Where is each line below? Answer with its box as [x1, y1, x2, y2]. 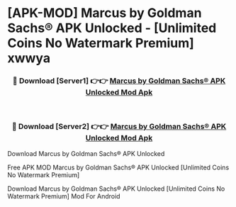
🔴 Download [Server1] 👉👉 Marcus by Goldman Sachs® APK [12, 76, 226, 86]
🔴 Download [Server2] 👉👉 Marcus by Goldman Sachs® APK [11, 122, 227, 132]
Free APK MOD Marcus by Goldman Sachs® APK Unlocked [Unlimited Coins [7, 163, 230, 172]
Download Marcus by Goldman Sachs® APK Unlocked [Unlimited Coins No [7, 184, 225, 193]
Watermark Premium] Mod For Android [7, 191, 120, 200]
